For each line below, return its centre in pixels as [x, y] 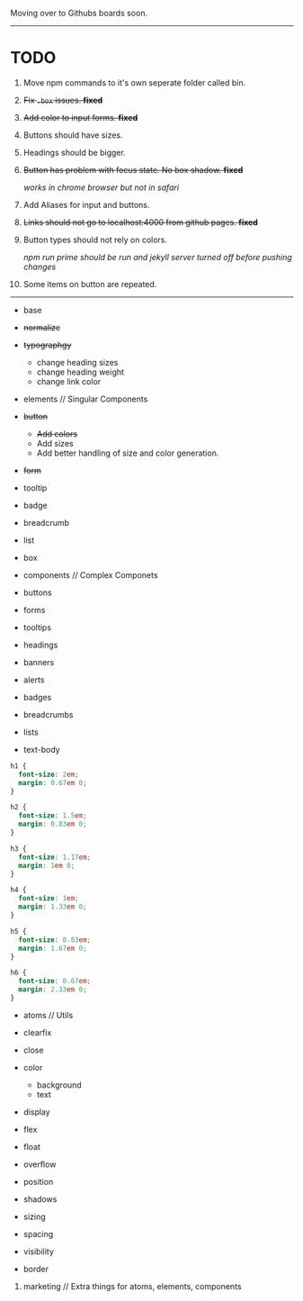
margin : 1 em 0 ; [47, 865]
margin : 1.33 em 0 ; [53, 907]
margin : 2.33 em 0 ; [53, 989]
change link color [69, 381]
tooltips [37, 627]
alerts [34, 680]
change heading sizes [77, 362]
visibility [39, 1251]
